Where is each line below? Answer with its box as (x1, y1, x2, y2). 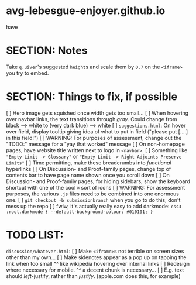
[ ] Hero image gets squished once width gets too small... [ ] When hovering (6, 109, 189, 116)
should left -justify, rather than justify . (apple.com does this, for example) (6, 272, 181, 279)
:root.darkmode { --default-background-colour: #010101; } (6, 209, 153, 215)
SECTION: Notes (6, 44, 88, 57)
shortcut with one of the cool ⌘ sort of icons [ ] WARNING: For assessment (6, 184, 185, 191)
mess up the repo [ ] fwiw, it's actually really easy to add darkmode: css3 (6, 202, 181, 210)
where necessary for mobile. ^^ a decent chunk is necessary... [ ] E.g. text (6, 266, 184, 273)
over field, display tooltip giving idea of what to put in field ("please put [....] (6, 128, 188, 135)
